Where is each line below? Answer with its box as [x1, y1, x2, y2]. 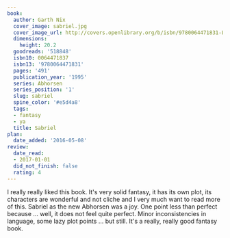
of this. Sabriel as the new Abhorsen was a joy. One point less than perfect [7, 202, 218, 211]
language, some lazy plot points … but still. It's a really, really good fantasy [7, 217, 218, 225]
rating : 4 [13, 169, 41, 176]
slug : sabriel [13, 93, 53, 100]
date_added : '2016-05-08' [13, 137, 88, 144]
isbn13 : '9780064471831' [13, 61, 84, 68]
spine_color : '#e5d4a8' [13, 99, 81, 106]
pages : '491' [13, 67, 51, 74]
